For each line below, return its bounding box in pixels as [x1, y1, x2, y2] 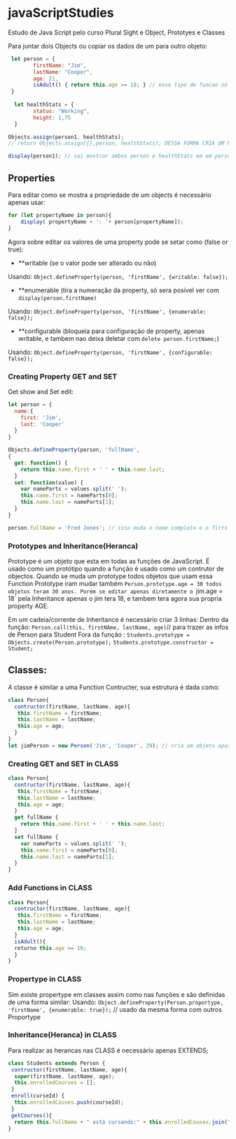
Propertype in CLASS [8, 975, 82, 984]
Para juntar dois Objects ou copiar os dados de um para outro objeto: [8, 41, 208, 50]
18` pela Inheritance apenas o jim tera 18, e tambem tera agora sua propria [8, 594, 223, 602]
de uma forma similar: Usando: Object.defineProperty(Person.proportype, [8, 998, 223, 1006]
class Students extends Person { [8, 1060, 106, 1067]
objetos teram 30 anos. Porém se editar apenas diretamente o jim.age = [8, 587, 223, 595]
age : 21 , [33, 75, 59, 82]
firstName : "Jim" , [33, 62, 87, 69]
